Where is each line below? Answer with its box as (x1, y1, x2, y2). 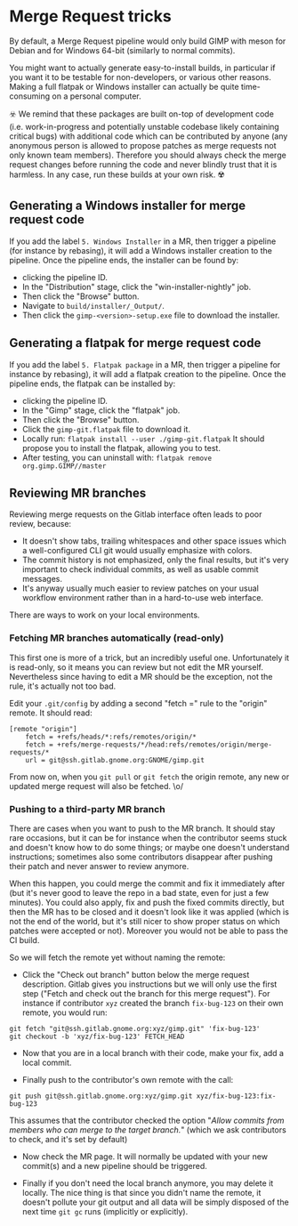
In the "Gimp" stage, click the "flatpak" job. (21, 405, 181, 415)
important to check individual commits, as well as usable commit (21, 564, 260, 575)
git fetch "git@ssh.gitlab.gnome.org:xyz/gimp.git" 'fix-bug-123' (9, 1024, 261, 1033)
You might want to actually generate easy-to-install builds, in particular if (9, 62, 276, 73)
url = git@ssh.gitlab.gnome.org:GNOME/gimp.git (25, 755, 205, 764)
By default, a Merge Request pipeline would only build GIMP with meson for (9, 36, 286, 46)
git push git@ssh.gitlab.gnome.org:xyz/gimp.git (9, 1092, 193, 1101)
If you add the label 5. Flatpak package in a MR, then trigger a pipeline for (9, 359, 281, 370)
